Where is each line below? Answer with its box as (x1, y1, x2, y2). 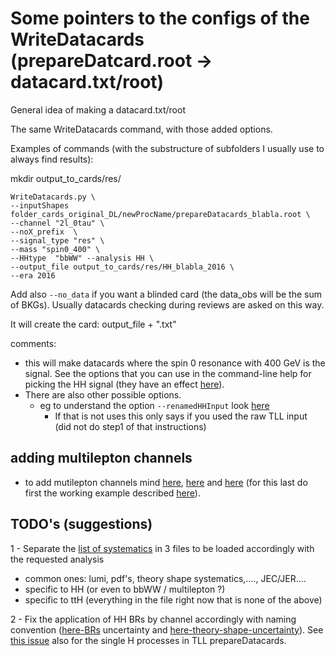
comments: (10, 337, 57, 349)
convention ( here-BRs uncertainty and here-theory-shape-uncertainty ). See (10, 623, 324, 636)
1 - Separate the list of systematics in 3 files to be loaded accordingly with (10, 542, 315, 554)
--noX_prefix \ (10, 227, 78, 237)
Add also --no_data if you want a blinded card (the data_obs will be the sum (10, 288, 322, 300)
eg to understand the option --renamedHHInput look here (39, 399, 270, 411)
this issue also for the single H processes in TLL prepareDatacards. (10, 634, 287, 646)
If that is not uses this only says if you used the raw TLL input (54, 410, 308, 422)
